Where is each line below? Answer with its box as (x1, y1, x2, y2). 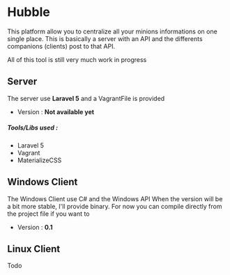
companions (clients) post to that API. (7, 42, 116, 50)
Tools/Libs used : (7, 123, 58, 132)
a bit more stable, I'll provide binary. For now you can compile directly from (7, 202, 222, 210)
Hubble (7, 4, 50, 20)
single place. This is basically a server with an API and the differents (7, 34, 204, 42)
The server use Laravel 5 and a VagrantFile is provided (7, 94, 165, 102)
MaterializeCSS (17, 156, 62, 164)
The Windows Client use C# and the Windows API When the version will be (7, 194, 223, 203)
